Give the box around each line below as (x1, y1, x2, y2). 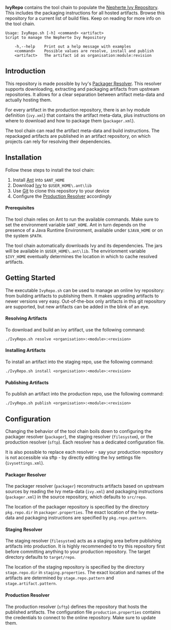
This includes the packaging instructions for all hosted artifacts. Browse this (5, 10, 165, 16)
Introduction (5, 67, 46, 76)
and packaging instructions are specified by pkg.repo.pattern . (15, 515, 148, 521)
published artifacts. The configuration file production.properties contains (5, 609, 161, 615)
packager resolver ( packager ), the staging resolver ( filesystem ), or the (5, 434, 153, 440)
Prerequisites (5, 205, 35, 211)
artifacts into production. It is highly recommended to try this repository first (5, 543, 165, 550)
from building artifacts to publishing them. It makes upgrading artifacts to (5, 292, 159, 299)
